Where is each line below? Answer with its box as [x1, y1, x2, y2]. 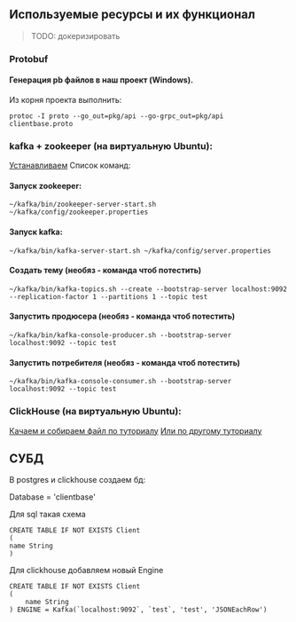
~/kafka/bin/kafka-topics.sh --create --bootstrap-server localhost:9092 [9, 284, 288, 294]
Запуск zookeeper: [9, 180, 82, 191]
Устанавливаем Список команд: [9, 160, 131, 171]
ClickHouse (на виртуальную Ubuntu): [9, 405, 182, 418]
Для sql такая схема [9, 509, 86, 520]
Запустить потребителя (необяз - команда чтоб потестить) [9, 357, 241, 367]
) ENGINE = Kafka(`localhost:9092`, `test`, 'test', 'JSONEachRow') [9, 605, 268, 615]
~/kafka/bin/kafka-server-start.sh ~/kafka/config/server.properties [9, 246, 272, 256]
